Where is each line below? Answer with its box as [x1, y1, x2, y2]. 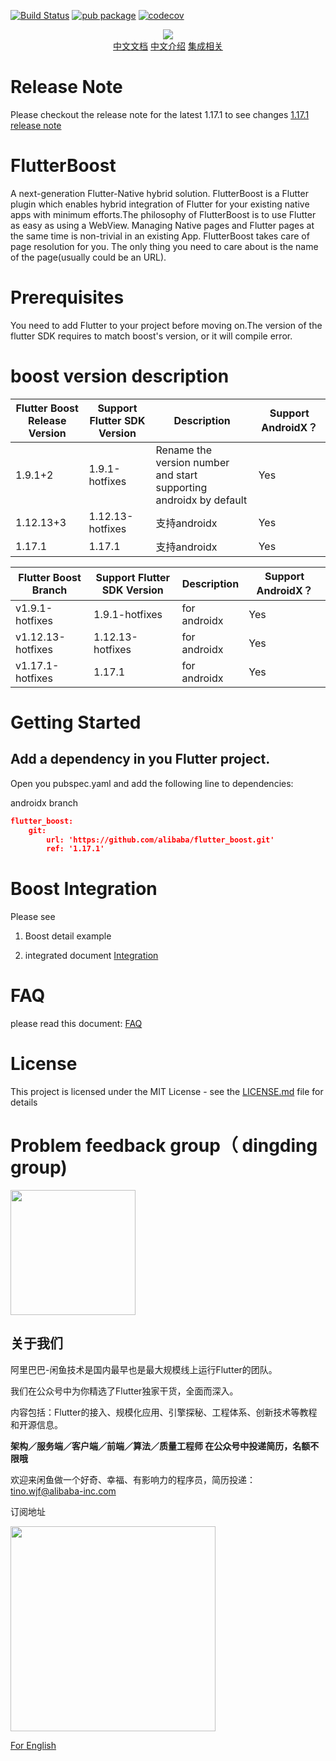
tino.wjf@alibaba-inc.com [10, 1485, 117, 1497]
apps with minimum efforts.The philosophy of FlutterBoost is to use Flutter [10, 208, 317, 220]
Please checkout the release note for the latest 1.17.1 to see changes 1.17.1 [10, 108, 310, 120]
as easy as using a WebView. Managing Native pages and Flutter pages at [10, 219, 315, 231]
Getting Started [10, 711, 142, 734]
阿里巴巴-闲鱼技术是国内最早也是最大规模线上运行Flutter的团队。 [10, 1363, 278, 1375]
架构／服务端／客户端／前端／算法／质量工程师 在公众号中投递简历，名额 [10, 1440, 311, 1452]
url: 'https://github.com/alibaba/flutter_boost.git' [46, 835, 275, 845]
